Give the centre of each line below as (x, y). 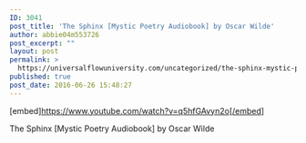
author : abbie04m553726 (55, 34)
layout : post (34, 52)
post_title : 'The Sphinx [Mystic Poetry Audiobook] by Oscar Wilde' (142, 26)
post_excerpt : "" (42, 43)
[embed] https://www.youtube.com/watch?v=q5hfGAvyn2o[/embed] (137, 110)
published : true (40, 77)
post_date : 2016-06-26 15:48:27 (71, 85)
